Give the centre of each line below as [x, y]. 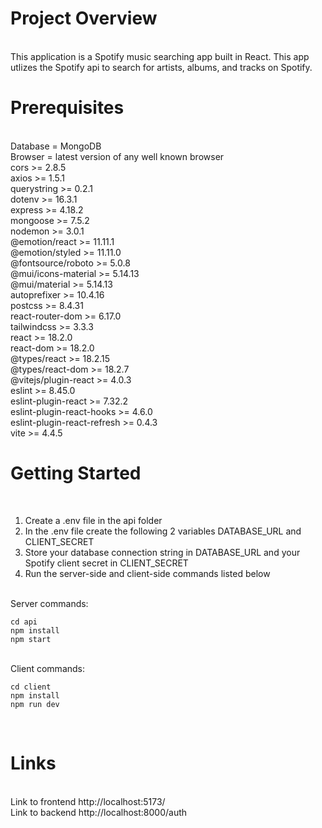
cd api [24, 622]
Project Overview [84, 18]
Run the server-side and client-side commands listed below [147, 573]
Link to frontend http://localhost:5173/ [88, 801]
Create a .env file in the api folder [93, 520]
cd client [31, 687]
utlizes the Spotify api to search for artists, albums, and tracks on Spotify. [161, 67]
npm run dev [35, 704]
